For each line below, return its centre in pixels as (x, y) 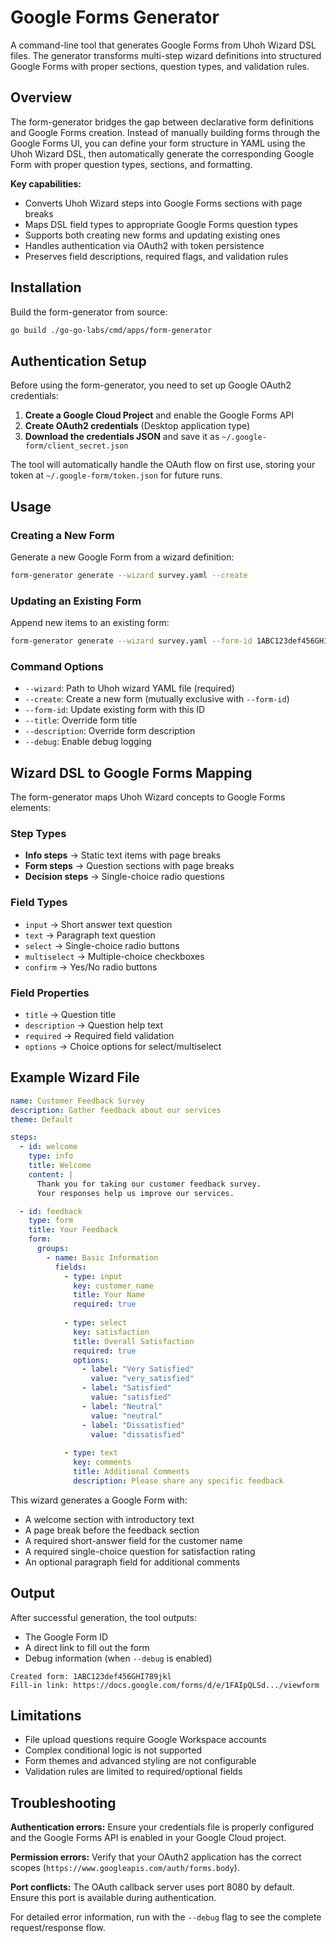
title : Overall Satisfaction (134, 1341)
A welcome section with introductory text (109, 1519)
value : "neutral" (126, 1416)
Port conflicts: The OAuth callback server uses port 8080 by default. (152, 1887)
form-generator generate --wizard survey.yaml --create (129, 575)
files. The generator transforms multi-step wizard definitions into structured (166, 55)
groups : (53, 1249)
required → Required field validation (99, 1035)
